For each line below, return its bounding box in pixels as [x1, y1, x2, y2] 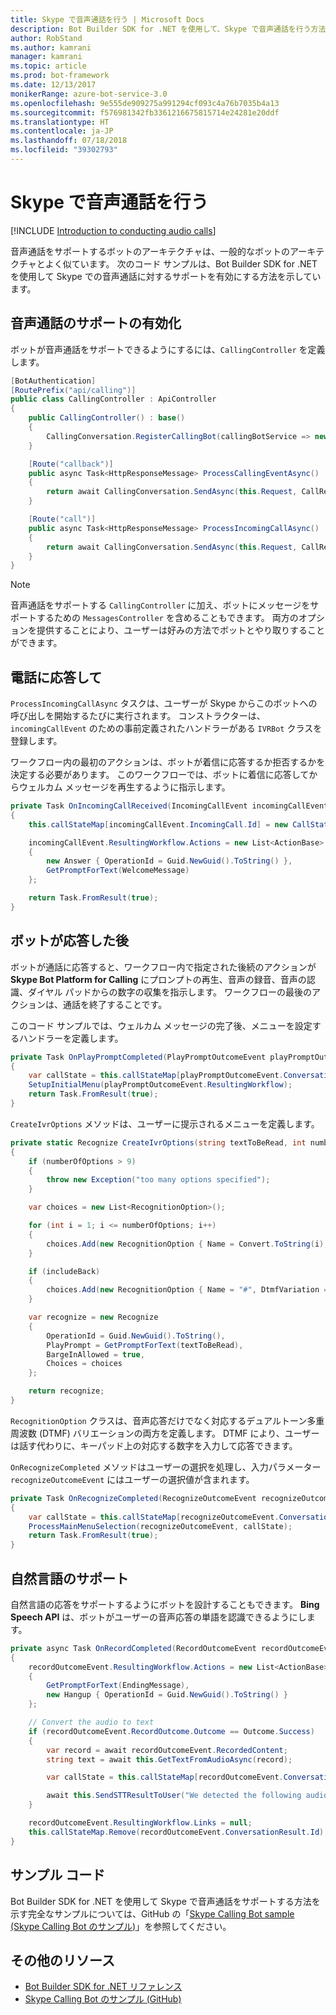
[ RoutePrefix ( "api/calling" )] [10, 385, 137, 395]
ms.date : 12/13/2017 [10, 80, 97, 90]
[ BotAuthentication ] [10, 376, 97, 386]
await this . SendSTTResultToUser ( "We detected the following [46, 1791, 302, 1801]
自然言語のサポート [10, 1570, 129, 1587]
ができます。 [10, 637, 63, 649]
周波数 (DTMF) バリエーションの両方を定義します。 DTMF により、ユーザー [10, 1427, 320, 1439]
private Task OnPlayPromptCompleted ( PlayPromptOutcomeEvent [10, 1052, 267, 1062]
